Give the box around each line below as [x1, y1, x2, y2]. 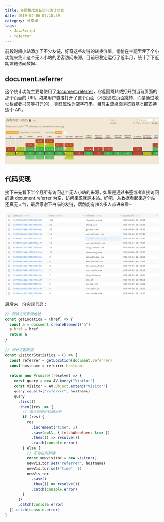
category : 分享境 [5, 18, 38, 23]
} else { [22, 445, 41, 451]
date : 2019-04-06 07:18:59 [5, 13, 60, 18]
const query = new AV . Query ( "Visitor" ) [14, 379, 95, 384]
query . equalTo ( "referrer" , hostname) [14, 389, 91, 393]
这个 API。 [5, 107, 26, 112]
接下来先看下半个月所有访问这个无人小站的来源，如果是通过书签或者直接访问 [5, 189, 159, 195]
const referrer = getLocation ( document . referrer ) [9, 358, 112, 363]
